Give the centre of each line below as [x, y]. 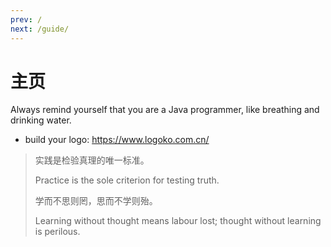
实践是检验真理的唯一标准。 [92, 160]
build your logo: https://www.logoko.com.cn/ [117, 140]
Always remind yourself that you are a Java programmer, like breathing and [165, 110]
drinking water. [41, 120]
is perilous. [57, 232]
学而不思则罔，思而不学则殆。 [96, 201]
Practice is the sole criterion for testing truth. [127, 180]
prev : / [26, 19]
